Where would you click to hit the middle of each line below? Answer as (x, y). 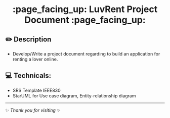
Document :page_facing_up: (85, 20)
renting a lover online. (35, 59)
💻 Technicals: (28, 76)
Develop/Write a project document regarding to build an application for (86, 54)
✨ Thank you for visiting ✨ (33, 110)
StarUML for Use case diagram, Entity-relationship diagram (74, 96)
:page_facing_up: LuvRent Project (85, 9)
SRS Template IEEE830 (36, 90)
